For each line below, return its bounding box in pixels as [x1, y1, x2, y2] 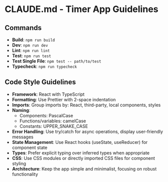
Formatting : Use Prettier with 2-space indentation [12, 96, 116, 102]
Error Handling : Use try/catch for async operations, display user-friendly [12, 128, 163, 134]
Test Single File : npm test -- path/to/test [12, 58, 102, 64]
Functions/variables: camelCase [19, 118, 87, 124]
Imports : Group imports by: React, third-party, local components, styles [12, 102, 161, 108]
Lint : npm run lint [12, 48, 50, 53]
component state [12, 144, 48, 150]
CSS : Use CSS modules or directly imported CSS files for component [12, 155, 155, 161]
